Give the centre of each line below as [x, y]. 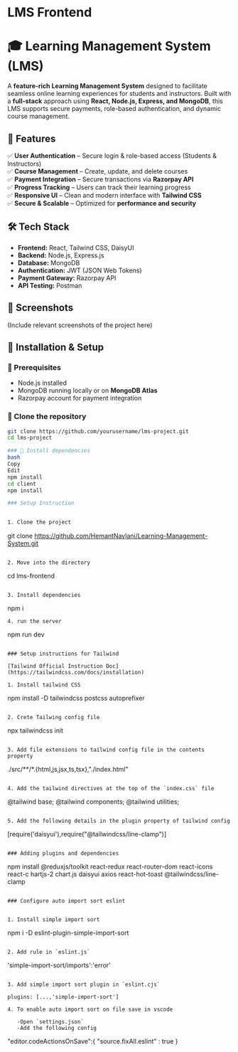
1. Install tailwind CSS [44, 685]
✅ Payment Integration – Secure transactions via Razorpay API [101, 179]
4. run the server [34, 622]
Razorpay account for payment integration [80, 398]
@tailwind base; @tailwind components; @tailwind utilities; [93, 802]
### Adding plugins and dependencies [63, 854]
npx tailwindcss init [36, 730]
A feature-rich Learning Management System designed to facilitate [108, 86]
